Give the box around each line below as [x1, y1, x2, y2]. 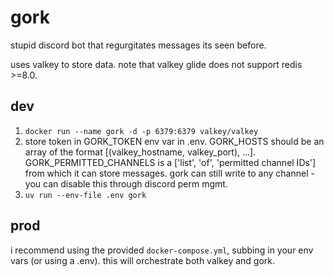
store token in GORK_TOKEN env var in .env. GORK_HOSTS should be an [24, 135, 325, 147]
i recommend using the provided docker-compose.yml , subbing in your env [10, 244, 314, 256]
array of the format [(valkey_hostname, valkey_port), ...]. [24, 146, 257, 158]
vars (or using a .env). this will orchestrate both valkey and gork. [10, 254, 276, 266]
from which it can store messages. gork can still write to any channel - [24, 167, 315, 179]
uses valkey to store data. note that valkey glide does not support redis [10, 58, 303, 70]
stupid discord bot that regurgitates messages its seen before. [10, 39, 267, 51]
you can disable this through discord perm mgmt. [24, 177, 228, 190]
